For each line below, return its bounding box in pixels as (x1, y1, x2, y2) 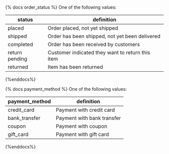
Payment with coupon (55, 123, 108, 129)
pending (8, 55, 28, 62)
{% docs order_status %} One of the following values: (5, 5, 117, 10)
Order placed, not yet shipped (47, 25, 118, 32)
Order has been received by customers (47, 41, 140, 48)
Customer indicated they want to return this (47, 49, 150, 56)
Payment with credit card (55, 106, 115, 113)
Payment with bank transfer (55, 115, 121, 121)
